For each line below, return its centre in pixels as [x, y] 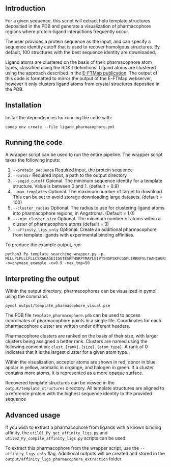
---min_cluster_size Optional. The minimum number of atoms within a [87, 219]
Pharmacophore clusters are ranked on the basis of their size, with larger [82, 336]
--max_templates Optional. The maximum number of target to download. [88, 192]
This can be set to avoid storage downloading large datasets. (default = [88, 197]
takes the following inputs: [33, 160]
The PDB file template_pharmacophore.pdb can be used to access [73, 315]
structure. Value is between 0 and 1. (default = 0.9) [66, 186]
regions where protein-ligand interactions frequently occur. [67, 31]
